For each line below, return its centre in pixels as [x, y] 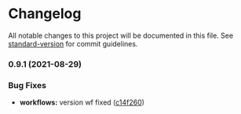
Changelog [45, 14]
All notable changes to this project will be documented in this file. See [121, 35]
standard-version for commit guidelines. [73, 43]
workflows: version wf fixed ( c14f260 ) [82, 102]
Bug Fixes [27, 85]
